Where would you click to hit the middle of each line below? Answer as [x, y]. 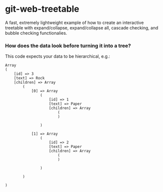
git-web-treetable [42, 9]
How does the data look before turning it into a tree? [68, 46]
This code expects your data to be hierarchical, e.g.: [58, 56]
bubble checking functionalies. [36, 33]
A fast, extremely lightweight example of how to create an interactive [74, 23]
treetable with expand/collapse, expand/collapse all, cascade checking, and [81, 27]
